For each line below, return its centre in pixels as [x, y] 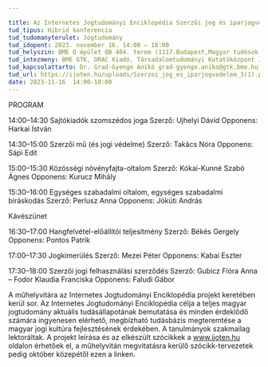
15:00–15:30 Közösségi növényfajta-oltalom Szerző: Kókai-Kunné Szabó [126, 168]
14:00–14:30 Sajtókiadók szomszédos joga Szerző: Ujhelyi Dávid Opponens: [133, 120]
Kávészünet [28, 215]
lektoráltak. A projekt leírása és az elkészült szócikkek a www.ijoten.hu [124, 337]
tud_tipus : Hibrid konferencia [60, 30]
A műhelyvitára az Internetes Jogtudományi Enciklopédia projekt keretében [132, 294]
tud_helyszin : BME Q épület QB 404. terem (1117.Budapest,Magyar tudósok [134, 53]
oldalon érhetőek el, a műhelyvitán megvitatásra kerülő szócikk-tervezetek [131, 345]
